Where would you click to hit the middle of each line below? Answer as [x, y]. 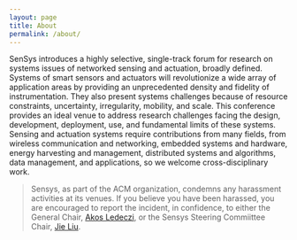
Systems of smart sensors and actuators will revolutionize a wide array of [143, 78]
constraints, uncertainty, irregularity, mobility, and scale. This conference [142, 106]
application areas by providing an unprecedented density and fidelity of [139, 87]
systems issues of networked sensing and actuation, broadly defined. [136, 68]
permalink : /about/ [45, 34]
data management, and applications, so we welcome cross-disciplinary [139, 163]
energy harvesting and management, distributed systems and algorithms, [143, 153]
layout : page [33, 17]
